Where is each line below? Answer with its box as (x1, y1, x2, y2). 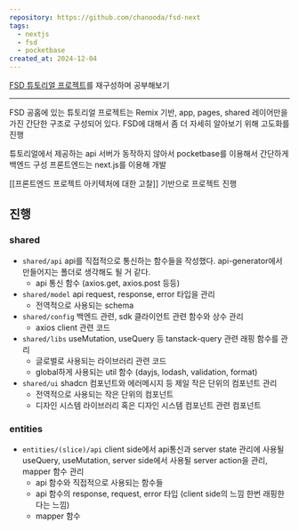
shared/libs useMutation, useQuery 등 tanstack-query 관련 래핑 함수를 (21, 333, 279, 343)
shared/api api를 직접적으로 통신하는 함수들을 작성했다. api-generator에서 (21, 255, 283, 266)
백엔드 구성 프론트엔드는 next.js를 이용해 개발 (9, 159, 167, 170)
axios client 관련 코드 (35, 322, 111, 333)
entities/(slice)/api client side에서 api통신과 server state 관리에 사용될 (21, 444, 285, 454)
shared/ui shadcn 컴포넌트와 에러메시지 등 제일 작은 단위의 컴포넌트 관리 (21, 377, 278, 388)
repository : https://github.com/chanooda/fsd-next (9, 12, 201, 22)
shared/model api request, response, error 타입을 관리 (21, 288, 215, 299)
